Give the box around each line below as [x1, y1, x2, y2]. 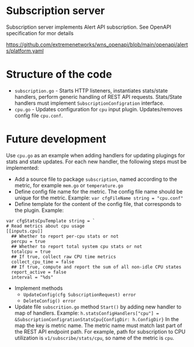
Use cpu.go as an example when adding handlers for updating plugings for [6, 152, 185, 159]
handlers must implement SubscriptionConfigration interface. [14, 99, 165, 106]
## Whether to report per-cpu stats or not [11, 233, 119, 239]
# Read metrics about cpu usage [6, 223, 85, 229]
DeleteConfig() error [23, 298, 76, 304]
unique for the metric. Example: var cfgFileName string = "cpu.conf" [14, 194, 183, 201]
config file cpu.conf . [14, 112, 63, 119]
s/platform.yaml [6, 47, 44, 54]
